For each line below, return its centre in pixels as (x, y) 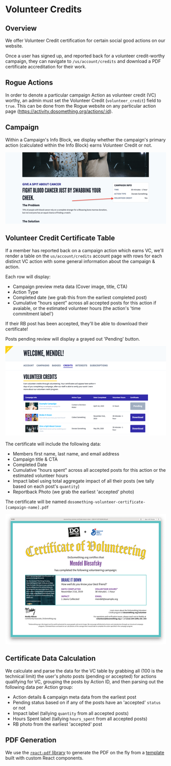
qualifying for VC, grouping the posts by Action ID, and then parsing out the (84, 681)
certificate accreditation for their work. (46, 67)
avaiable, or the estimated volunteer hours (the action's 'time (77, 308)
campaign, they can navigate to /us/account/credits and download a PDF (83, 61)
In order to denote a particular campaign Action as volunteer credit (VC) (81, 95)
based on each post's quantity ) (46, 486)
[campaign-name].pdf (27, 507)
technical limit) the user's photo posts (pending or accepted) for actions (81, 676)
